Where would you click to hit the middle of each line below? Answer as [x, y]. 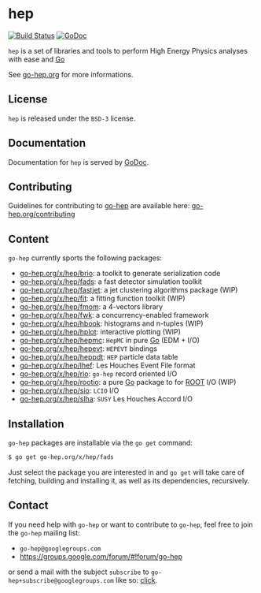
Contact [28, 505]
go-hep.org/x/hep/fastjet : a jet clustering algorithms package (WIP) [129, 290]
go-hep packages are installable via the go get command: [100, 443]
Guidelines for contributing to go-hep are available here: [99, 206]
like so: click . [136, 580]
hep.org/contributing [42, 214]
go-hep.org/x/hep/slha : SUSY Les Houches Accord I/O [106, 399]
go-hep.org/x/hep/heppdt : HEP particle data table [99, 357]
